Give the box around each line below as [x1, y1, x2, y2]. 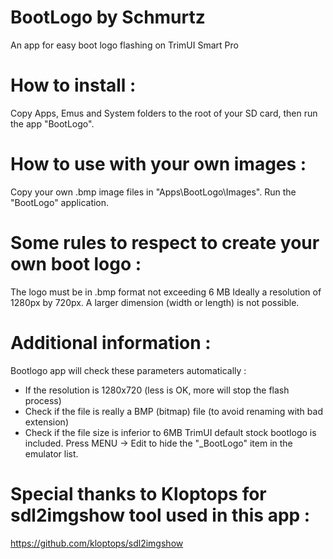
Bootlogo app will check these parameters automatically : [10, 364, 247, 376]
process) [24, 394, 62, 406]
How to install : [10, 74, 137, 97]
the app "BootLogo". [10, 117, 95, 130]
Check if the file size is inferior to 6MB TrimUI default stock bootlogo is [24, 426, 317, 438]
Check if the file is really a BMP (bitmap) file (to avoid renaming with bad [24, 405, 323, 417]
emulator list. [24, 447, 79, 460]
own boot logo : [10, 253, 142, 275]
